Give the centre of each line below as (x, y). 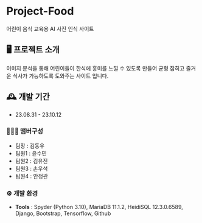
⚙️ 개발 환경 (22, 193)
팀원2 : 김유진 (31, 161)
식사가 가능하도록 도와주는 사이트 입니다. (61, 76)
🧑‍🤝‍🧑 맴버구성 (25, 131)
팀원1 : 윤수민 (31, 153)
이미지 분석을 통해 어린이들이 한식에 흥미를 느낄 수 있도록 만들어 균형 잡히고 (96, 68)
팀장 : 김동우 (30, 146)
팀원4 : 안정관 (32, 176)
